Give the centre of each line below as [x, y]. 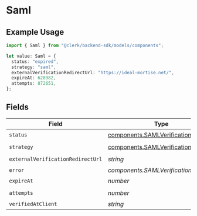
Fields [18, 107]
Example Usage [35, 32]
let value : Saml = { [31, 56]
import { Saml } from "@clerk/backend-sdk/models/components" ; [85, 45]
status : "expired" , [35, 62]
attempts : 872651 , [34, 84]
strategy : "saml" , [34, 67]
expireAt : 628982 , [34, 78]
